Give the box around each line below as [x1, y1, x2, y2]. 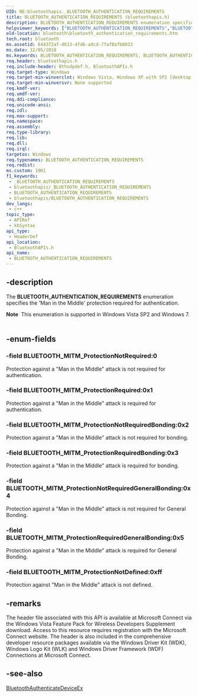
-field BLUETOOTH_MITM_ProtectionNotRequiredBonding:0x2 [6, 420, 189, 428]
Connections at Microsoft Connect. [6, 652, 91, 659]
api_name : [6, 250, 31, 256]
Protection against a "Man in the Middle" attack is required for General [6, 547, 177, 554]
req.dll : [6, 140, 28, 146]
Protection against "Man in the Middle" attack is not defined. [6, 581, 153, 588]
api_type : [6, 228, 31, 234]
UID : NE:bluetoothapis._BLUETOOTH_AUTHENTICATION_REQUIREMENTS [6, 8, 165, 15]
